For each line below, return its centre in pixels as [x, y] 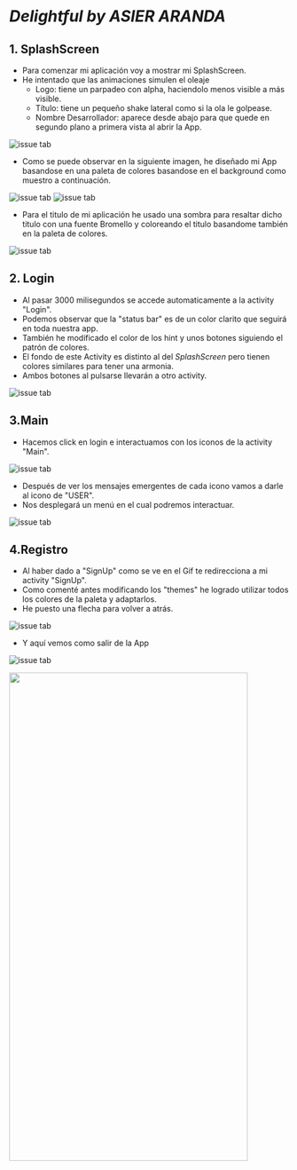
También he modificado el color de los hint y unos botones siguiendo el [152, 337]
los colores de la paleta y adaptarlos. [89, 599]
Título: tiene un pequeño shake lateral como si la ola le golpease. [153, 108]
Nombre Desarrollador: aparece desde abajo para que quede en [152, 118]
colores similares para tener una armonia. [98, 366]
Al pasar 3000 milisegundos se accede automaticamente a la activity [148, 300]
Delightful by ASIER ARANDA [117, 16]
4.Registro [39, 550]
